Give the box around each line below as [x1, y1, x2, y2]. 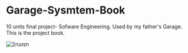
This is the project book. [6, 29, 65, 36]
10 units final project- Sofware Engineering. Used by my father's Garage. [6, 23, 183, 30]
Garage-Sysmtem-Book [6, 4, 126, 17]
